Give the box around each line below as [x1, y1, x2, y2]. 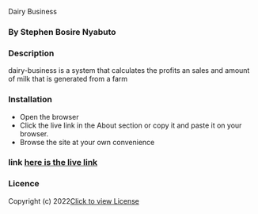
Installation [8, 94, 53, 105]
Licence [8, 178, 40, 189]
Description [8, 48, 55, 59]
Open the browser [19, 112, 79, 121]
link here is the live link [8, 157, 98, 168]
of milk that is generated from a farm [8, 75, 128, 84]
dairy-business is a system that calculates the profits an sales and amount [8, 66, 250, 75]
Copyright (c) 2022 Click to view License [8, 196, 140, 205]
